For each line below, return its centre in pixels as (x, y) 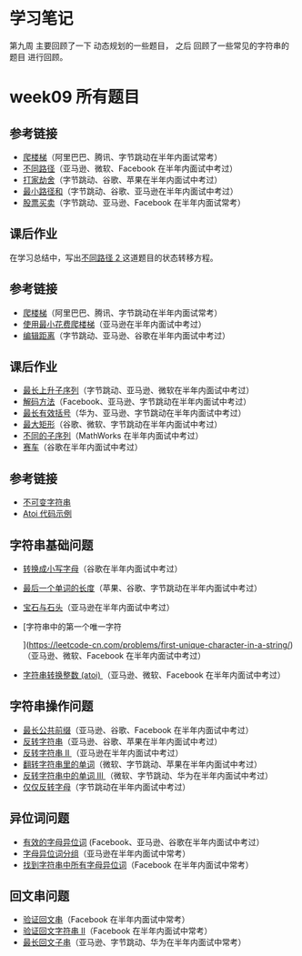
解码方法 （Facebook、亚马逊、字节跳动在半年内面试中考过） (137, 402)
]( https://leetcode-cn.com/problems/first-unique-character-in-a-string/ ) (158, 645)
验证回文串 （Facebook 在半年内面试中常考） (106, 920)
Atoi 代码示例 (47, 514)
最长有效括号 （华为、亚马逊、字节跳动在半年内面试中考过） (134, 413)
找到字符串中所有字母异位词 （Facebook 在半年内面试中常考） (138, 864)
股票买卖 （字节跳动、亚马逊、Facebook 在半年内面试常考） (134, 202)
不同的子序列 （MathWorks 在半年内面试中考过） (113, 436)
